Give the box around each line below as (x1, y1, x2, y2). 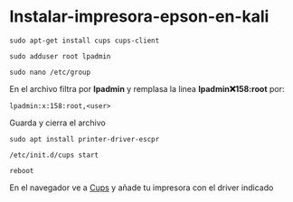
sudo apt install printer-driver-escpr (9, 134, 160, 143)
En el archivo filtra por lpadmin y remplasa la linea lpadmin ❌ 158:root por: (9, 83, 285, 94)
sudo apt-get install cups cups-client (9, 36, 160, 45)
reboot (9, 166, 34, 175)
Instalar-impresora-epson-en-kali (9, 6, 269, 27)
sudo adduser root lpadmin (9, 51, 111, 60)
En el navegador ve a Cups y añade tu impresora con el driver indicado (9, 182, 274, 193)
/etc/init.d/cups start (9, 151, 99, 160)
